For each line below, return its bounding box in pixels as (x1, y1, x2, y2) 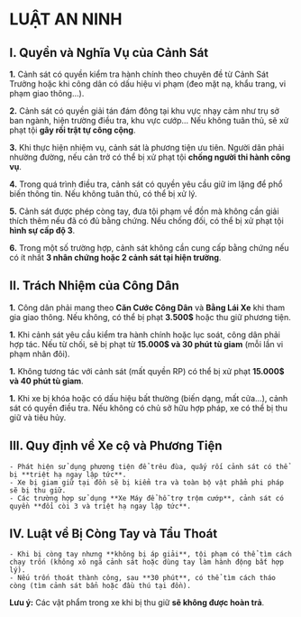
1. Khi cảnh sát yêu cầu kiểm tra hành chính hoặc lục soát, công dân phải (9, 329, 281, 340)
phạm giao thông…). (9, 88, 85, 98)
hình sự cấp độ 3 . (9, 226, 76, 235)
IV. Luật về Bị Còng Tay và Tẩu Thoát (9, 526, 218, 541)
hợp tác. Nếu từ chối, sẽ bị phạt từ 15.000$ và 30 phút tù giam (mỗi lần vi (9, 338, 284, 349)
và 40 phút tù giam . (9, 375, 84, 386)
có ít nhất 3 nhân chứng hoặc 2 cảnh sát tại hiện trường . (9, 253, 222, 262)
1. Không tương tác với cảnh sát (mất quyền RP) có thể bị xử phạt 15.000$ (9, 365, 285, 376)
